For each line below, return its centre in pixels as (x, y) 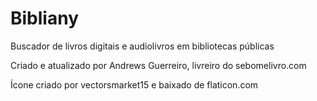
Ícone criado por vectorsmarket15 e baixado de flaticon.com (134, 84)
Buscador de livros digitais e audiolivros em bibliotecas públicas (142, 46)
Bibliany (45, 18)
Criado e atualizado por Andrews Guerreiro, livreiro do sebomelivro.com (158, 65)
